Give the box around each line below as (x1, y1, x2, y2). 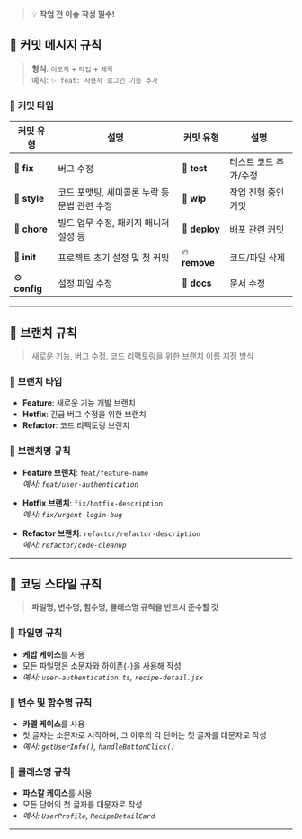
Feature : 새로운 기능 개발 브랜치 (22, 397, 137, 408)
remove (181, 257, 216, 269)
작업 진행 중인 (228, 187, 285, 199)
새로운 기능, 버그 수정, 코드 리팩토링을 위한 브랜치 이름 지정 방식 (31, 351, 254, 361)
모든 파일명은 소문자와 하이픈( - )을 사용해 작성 (22, 660, 182, 670)
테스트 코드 (228, 156, 274, 169)
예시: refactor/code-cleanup (22, 539, 127, 550)
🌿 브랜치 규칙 (9, 324, 78, 341)
